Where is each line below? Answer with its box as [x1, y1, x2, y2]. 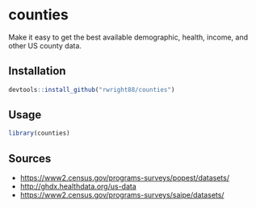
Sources [8, 152, 52, 165]
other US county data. [8, 40, 82, 50]
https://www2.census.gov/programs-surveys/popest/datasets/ [19, 173, 230, 183]
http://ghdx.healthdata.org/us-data [19, 181, 137, 191]
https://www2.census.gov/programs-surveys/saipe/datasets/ [19, 190, 225, 200]
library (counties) [8, 129, 70, 138]
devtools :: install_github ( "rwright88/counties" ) [8, 85, 175, 94]
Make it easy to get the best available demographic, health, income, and [8, 32, 249, 42]
